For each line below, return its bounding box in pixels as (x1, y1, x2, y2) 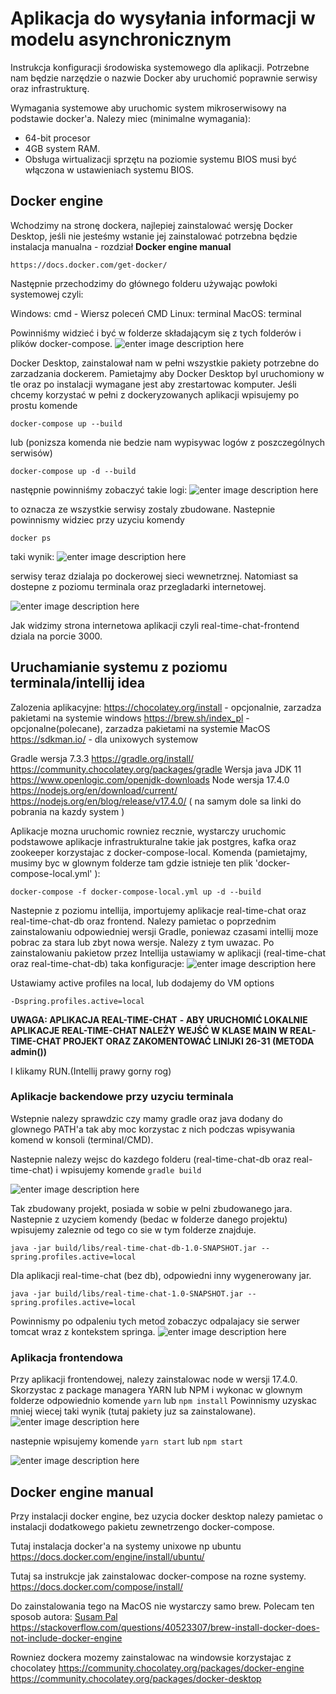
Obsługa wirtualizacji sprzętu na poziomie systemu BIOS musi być (24, 153, 297, 165)
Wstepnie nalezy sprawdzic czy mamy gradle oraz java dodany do (10, 1112, 283, 1124)
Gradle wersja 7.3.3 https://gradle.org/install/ (10, 752, 195, 764)
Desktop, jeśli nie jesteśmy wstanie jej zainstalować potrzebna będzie (10, 230, 298, 242)
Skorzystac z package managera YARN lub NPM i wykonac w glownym (10, 1384, 303, 1396)
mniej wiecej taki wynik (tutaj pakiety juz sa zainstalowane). (10, 1405, 257, 1417)
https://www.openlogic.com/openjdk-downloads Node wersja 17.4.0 (10, 773, 290, 786)
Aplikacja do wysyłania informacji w (10, 7, 316, 30)
